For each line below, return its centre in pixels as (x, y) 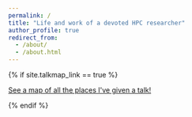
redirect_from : (33, 38)
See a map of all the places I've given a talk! (80, 90)
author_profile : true (44, 30)
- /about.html (38, 52)
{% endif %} (28, 105)
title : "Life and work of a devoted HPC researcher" (97, 23)
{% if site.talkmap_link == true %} (63, 75)
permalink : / (30, 15)
